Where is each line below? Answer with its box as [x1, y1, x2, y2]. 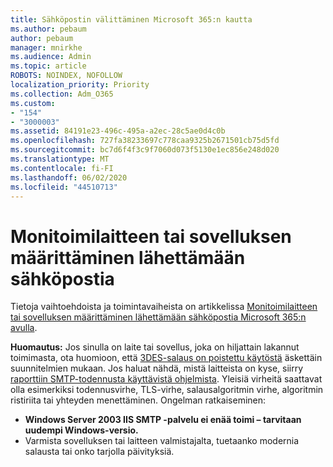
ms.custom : [10, 98, 56, 108]
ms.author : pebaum [10, 24, 87, 34]
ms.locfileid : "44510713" [10, 182, 118, 192]
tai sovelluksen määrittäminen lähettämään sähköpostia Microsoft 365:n [10, 311, 307, 323]
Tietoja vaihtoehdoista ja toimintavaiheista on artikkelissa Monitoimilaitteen [10, 301, 318, 313]
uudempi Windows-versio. [24, 424, 139, 436]
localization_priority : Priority [10, 80, 150, 90]
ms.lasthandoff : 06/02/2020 [10, 172, 128, 183]
